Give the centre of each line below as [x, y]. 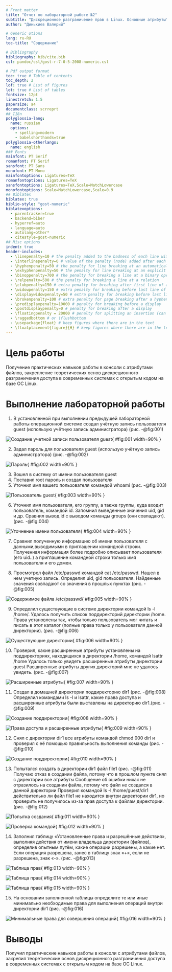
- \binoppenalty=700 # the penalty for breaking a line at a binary [85, 276]
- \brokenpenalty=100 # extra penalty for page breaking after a [81, 299]
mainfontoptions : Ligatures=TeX [40, 175]
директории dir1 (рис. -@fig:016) [48, 909]
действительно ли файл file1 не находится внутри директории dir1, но [89, 796]
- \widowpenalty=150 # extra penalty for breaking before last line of [88, 289]
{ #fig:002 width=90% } [53, 464]
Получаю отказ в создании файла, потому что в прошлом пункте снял [90, 774]
